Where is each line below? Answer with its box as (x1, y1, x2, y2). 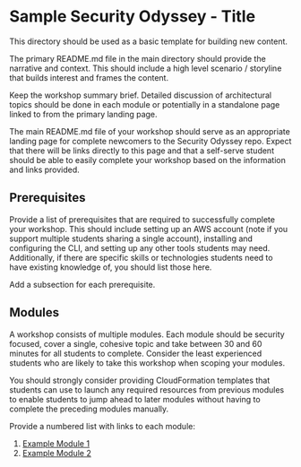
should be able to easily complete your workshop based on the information (9, 154, 287, 165)
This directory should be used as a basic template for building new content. (9, 36, 288, 47)
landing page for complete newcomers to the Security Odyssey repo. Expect (9, 135, 292, 146)
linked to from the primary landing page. (9, 108, 159, 119)
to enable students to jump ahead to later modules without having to (9, 393, 262, 404)
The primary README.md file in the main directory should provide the (9, 53, 266, 64)
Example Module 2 (21, 447, 91, 458)
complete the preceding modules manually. (9, 403, 169, 414)
